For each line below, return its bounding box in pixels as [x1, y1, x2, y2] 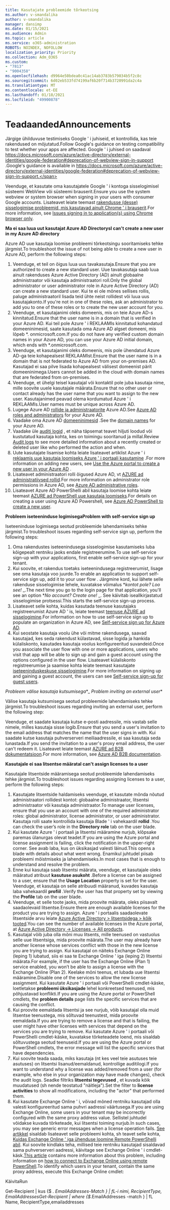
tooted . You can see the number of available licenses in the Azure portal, [12, 921, 163, 927]
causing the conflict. [12, 1002, 56, 1008]
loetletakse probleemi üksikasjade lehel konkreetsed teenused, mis [12, 985, 155, 991]
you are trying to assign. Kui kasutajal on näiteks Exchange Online [12, 948, 151, 954]
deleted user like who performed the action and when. [12, 444, 126, 450]
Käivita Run [5, 1179, 28, 1185]
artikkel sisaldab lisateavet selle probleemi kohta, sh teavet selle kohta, [12, 1131, 161, 1137]
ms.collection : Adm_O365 [5, 54, 58, 60]
